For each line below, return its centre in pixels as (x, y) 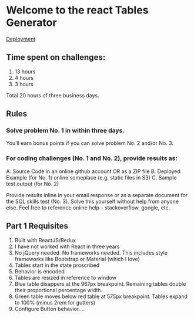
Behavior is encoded (39, 271)
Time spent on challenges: (56, 57)
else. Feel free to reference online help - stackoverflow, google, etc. (88, 207)
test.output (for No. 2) (33, 184)
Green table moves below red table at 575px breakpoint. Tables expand (101, 296)
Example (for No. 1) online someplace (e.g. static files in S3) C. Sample (91, 177)
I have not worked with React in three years (67, 246)
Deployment (21, 39)
